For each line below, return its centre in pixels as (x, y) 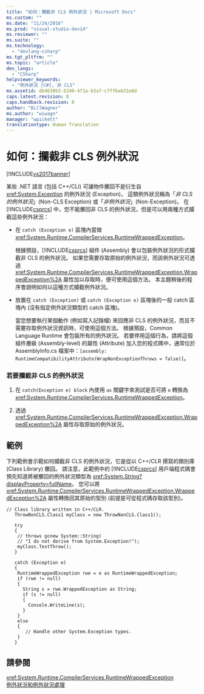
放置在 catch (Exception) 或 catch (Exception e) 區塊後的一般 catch (101, 300)
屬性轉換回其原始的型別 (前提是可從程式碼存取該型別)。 (117, 498)
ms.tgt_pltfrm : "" (29, 57)
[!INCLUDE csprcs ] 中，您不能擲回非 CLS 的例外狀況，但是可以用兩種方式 (98, 209)
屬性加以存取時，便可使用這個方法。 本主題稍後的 (125, 279)
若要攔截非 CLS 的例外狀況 (45, 375)
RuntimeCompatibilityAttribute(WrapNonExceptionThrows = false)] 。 (102, 358)
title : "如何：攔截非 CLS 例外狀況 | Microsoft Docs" (71, 12)
